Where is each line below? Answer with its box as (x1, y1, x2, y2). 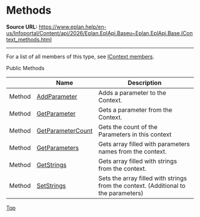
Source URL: (6, 23, 37, 30)
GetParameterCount (36, 126, 93, 134)
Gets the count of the (98, 122, 158, 131)
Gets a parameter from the (98, 105, 173, 114)
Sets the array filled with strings (98, 174, 187, 182)
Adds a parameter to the (98, 89, 167, 97)
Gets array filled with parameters (98, 140, 190, 148)
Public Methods (6, 64, 45, 71)
